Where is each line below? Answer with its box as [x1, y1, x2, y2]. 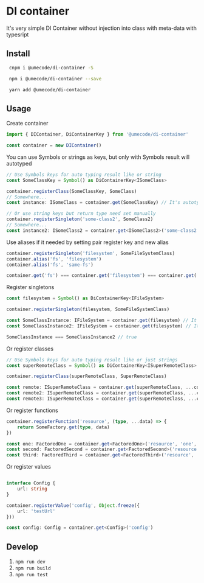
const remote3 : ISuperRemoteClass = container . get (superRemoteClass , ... [6, 396, 197, 402]
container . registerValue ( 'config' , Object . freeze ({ [6, 502, 140, 509]
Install [6, 49, 30, 59]
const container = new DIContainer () [6, 142, 102, 148]
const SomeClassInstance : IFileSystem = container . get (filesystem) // [6, 318, 189, 324]
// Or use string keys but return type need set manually [6, 211, 156, 217]
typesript [6, 30, 29, 38]
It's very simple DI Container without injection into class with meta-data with [6, 24, 197, 32]
